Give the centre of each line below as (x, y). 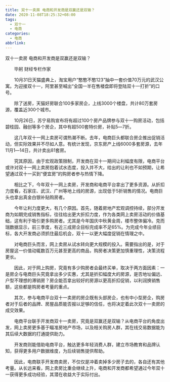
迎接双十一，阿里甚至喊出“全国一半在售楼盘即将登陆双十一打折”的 (87, 86)
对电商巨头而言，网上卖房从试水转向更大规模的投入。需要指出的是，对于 (89, 244)
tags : (11, 19)
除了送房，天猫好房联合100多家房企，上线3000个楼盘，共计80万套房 (86, 103)
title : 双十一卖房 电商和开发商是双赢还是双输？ (50, 10)
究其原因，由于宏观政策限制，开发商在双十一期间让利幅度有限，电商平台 (89, 161)
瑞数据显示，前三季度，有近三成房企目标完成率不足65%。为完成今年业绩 (81, 227)
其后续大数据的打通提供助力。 (36, 334)
